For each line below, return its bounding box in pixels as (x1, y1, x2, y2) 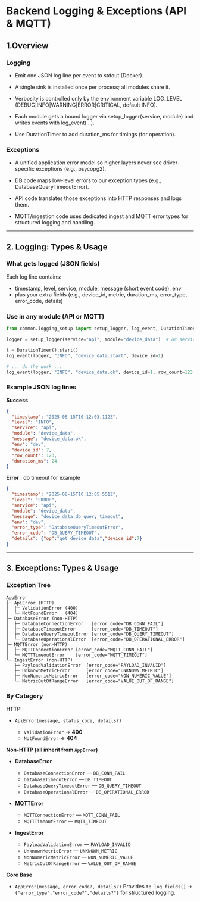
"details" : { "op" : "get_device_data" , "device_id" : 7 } (11, 536, 143, 542)
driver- (162, 159, 180, 166)
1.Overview (6, 40, 49, 51)
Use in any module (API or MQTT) (6, 312, 105, 320)
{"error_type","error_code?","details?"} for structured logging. (14, 889, 176, 896)
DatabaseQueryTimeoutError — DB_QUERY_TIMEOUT (23, 782, 142, 789)
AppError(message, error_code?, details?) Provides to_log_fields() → (14, 882, 193, 889)
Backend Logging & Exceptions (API (6, 4, 187, 18)
